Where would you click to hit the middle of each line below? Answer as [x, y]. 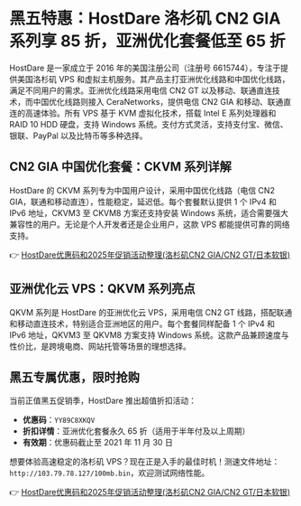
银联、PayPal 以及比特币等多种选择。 [78, 136]
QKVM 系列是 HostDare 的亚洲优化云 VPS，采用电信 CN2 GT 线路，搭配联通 [151, 312]
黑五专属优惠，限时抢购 [74, 377]
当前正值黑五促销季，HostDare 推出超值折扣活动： [103, 401]
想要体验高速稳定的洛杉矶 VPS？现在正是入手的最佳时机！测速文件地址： [145, 462]
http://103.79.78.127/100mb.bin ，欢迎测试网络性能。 [109, 473]
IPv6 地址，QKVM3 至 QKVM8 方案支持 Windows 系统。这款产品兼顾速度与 [150, 334]
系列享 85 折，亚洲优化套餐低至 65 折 [147, 41]
